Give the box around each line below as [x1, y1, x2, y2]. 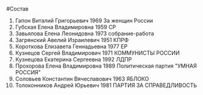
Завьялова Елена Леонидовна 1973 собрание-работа [15, 30, 154, 37]
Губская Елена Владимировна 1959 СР [15, 24, 116, 30]
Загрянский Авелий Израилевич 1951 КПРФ [15, 37, 129, 43]
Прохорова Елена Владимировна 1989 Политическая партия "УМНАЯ [15, 62, 197, 69]
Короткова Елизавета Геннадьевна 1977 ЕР [15, 43, 128, 50]
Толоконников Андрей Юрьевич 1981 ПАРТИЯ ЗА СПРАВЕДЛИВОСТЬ [15, 82, 198, 89]
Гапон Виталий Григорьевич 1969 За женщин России [15, 17, 154, 24]
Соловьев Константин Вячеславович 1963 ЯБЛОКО [15, 76, 149, 82]
